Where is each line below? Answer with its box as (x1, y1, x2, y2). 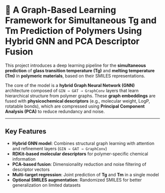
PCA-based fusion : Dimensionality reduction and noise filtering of (12, 161, 146, 167)
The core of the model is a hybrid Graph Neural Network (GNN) (5, 82, 135, 88)
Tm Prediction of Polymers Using (5, 26, 142, 36)
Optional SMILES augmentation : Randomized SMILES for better (12, 177, 142, 183)
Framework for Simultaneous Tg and (5, 15, 157, 26)
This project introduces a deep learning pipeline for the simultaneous (5, 62, 146, 68)
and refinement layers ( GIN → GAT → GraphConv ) (12, 145, 107, 151)
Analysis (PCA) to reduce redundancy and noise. (5, 108, 105, 114)
